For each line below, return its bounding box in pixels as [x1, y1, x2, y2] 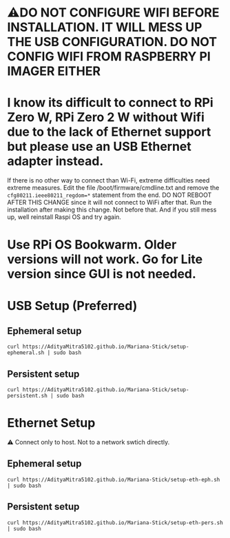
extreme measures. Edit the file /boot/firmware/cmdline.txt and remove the [7, 184, 220, 192]
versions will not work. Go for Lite [7, 251, 203, 267]
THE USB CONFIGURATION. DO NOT [7, 34, 218, 50]
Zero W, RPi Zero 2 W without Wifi [7, 110, 205, 125]
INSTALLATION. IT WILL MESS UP [7, 19, 202, 35]
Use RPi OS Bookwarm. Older [7, 237, 177, 253]
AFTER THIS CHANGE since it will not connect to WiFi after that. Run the [7, 198, 212, 207]
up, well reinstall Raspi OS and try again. [7, 213, 122, 221]
